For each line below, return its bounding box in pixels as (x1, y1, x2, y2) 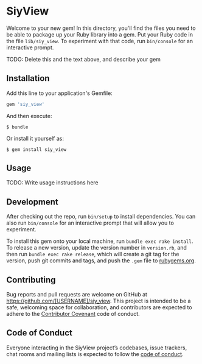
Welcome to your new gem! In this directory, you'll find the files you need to (6, 24, 196, 32)
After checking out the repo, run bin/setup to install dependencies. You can (6, 213, 196, 220)
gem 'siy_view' (6, 101, 45, 107)
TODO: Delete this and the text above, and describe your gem (6, 55, 161, 63)
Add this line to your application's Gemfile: (6, 89, 113, 97)
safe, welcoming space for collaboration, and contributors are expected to (6, 304, 193, 311)
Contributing (6, 275, 56, 285)
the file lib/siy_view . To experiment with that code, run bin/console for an (6, 37, 193, 44)
